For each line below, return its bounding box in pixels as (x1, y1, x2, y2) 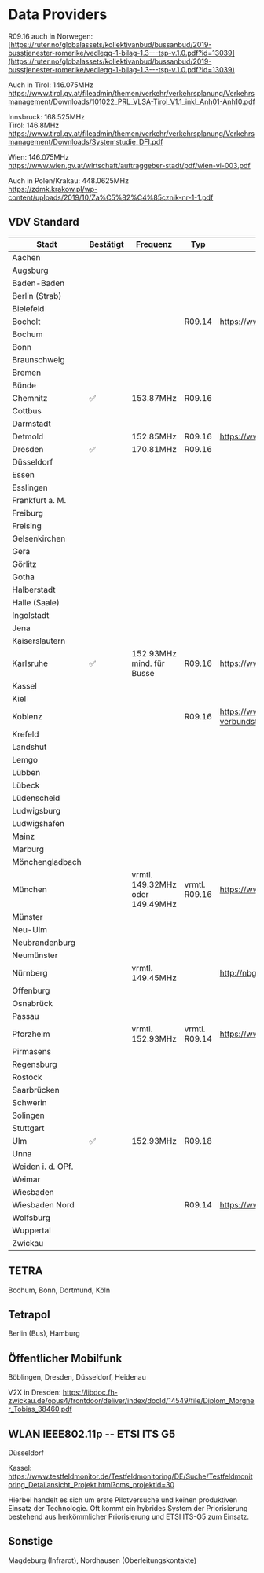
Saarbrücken (12, 1084, 60, 1095)
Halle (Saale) (12, 597, 60, 608)
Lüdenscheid (12, 792, 60, 803)
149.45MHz (131, 972, 177, 983)
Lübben (12, 766, 41, 777)
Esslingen (12, 482, 49, 493)
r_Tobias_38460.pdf (8, 1405, 73, 1414)
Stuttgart (12, 1123, 45, 1134)
